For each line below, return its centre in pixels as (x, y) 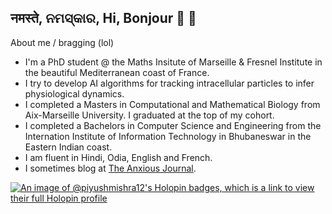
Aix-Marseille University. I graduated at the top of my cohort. (149, 115)
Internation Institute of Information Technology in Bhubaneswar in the (168, 136)
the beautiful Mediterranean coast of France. (117, 72)
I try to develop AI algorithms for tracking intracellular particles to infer (169, 83)
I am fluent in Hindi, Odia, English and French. (118, 157)
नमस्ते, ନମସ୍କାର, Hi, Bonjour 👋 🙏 (103, 18)
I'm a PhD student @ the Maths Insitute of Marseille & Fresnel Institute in (173, 62)
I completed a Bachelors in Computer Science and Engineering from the (173, 125)
